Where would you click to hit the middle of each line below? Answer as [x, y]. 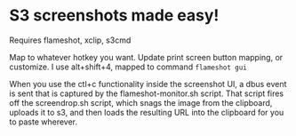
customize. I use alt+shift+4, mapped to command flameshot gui [128, 67]
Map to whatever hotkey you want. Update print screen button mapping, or [146, 57]
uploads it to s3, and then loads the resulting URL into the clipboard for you [147, 112]
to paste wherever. [44, 122]
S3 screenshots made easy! [114, 16]
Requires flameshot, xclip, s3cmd [70, 40]
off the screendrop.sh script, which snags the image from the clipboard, [141, 102]
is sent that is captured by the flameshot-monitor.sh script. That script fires [147, 93]
